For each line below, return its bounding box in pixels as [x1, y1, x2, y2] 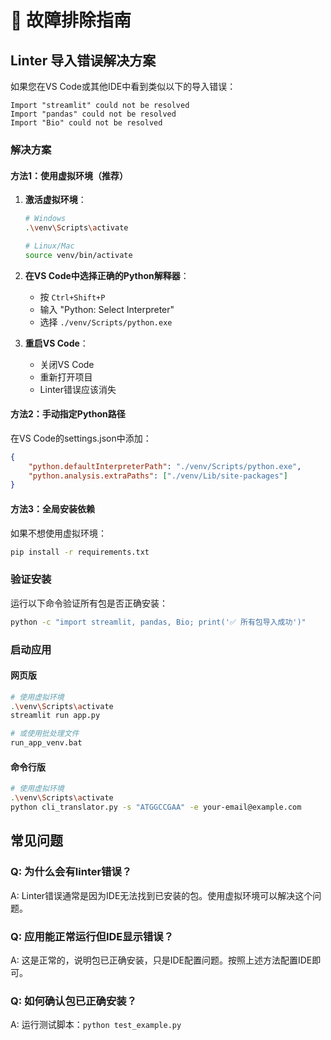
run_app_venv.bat [10, 738, 83, 748]
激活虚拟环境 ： [24, 194, 87, 206]
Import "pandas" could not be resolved [10, 109, 177, 119]
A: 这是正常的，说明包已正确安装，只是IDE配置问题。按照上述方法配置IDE [10, 954, 313, 966]
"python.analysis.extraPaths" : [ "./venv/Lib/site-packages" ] [28, 471, 288, 481]
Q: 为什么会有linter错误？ [10, 865, 133, 879]
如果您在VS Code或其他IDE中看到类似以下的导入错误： [10, 81, 237, 92]
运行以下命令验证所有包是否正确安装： [10, 597, 168, 609]
